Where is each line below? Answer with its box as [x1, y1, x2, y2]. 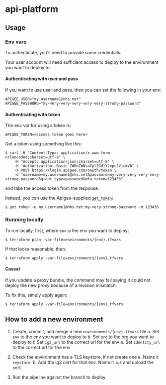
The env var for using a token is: [5, 123, 71, 128]
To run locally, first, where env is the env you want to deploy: [5, 228, 129, 234]
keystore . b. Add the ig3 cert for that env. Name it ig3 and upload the [12, 359, 154, 365]
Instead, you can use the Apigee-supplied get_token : [5, 195, 113, 201]
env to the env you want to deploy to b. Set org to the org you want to [12, 334, 154, 340]
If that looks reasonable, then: [5, 246, 66, 252]
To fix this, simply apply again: [5, 292, 68, 298]
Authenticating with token [5, 111, 61, 118]
